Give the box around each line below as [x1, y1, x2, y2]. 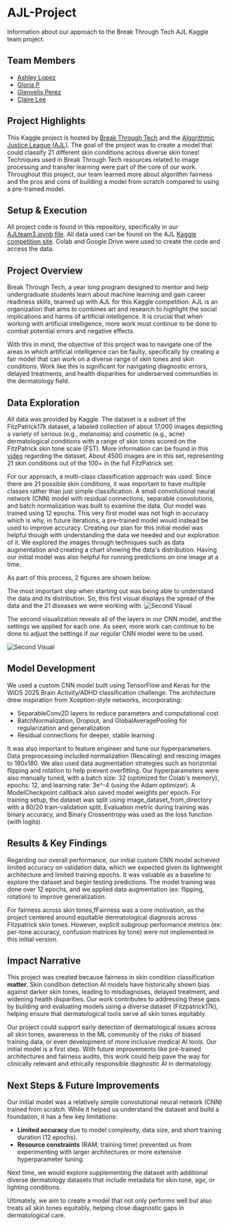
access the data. [7, 245, 54, 253]
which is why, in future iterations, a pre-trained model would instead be [7, 517, 209, 524]
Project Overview [7, 264, 83, 276]
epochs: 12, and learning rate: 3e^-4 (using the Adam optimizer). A [7, 780, 196, 789]
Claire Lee [16, 95, 47, 103]
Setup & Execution [7, 205, 88, 216]
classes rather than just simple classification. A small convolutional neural [7, 487, 216, 495]
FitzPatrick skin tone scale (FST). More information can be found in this [7, 444, 209, 453]
